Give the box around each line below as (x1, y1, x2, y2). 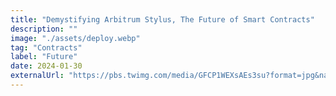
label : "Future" (10, 52, 78, 62)
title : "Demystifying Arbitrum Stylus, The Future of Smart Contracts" (10, 14, 315, 25)
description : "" (10, 24, 78, 34)
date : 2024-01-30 (10, 61, 83, 71)
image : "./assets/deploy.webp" (10, 33, 141, 43)
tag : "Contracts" (10, 42, 83, 53)
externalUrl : (10, 71, 65, 81)
